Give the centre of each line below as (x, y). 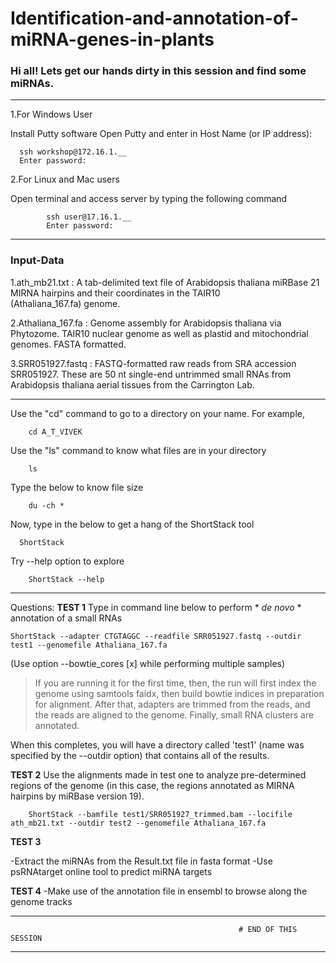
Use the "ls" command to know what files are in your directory (138, 450)
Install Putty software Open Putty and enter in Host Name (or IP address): (161, 134)
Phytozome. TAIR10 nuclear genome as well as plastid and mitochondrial (159, 333)
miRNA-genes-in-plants (112, 39)
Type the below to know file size (77, 487)
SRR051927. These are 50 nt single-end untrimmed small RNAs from (151, 374)
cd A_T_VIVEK (55, 432)
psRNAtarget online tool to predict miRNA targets (111, 871)
